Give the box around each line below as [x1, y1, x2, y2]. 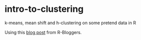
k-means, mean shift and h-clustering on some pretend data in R [4, 20, 137, 26]
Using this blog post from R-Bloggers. [4, 29, 82, 35]
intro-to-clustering [4, 3, 84, 15]
